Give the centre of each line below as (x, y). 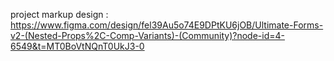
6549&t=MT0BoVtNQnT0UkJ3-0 (77, 46)
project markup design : (59, 14)
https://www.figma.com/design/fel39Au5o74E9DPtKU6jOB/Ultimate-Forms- (167, 25)
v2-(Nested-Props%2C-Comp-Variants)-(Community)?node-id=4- (147, 35)
